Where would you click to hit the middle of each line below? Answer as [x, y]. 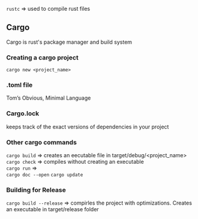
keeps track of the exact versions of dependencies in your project [88, 127]
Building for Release [36, 190]
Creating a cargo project [43, 58]
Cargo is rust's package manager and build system [69, 42]
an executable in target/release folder [52, 209]
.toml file [19, 85]
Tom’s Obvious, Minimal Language [49, 98]
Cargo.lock [23, 113]
